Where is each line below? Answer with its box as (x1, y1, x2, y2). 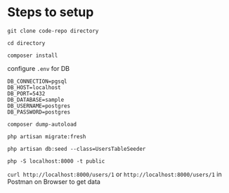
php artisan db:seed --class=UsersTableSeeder (7, 145, 146, 152)
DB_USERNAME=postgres (7, 102, 71, 109)
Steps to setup (7, 4, 94, 20)
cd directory (7, 39, 46, 46)
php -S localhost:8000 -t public (7, 157, 105, 165)
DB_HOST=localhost (7, 84, 61, 91)
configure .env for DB (7, 64, 70, 72)
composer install (7, 52, 58, 59)
